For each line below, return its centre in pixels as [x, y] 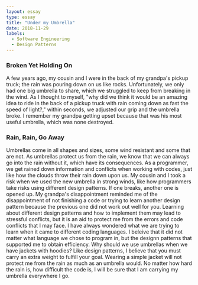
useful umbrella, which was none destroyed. [60, 122]
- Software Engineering [40, 39]
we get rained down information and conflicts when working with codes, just [99, 169]
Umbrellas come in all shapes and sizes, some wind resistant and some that [98, 150]
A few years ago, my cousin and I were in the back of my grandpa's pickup [97, 78]
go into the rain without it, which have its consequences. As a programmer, [97, 163]
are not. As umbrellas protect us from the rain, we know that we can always [98, 157]
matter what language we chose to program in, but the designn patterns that [99, 238]
